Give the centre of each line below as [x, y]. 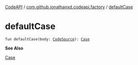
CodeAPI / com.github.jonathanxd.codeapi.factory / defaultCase [69, 7]
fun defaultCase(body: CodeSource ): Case [47, 39]
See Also [14, 48]
